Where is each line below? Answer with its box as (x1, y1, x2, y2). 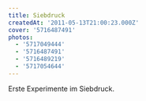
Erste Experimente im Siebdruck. (8, 84, 114, 93)
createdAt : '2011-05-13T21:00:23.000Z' (8, 19, 140, 27)
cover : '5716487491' (8, 26, 77, 34)
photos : (8, 33, 34, 41)
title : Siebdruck (8, 11, 66, 20)
